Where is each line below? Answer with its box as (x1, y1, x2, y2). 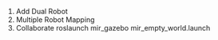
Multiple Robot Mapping (15, 15, 95, 24)
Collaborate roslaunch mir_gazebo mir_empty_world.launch (15, 24, 211, 32)
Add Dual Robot (15, 7, 68, 16)
